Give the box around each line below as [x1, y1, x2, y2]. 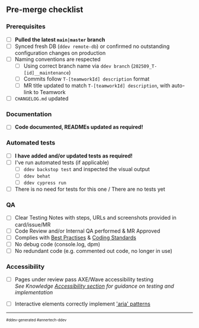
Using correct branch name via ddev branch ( [23, 62, 133, 69]
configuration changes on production [14, 49, 106, 56]
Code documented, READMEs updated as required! [14, 124, 143, 131]
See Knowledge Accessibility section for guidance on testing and [14, 282, 175, 290]
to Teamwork [33, 89, 66, 96]
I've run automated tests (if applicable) [14, 159, 110, 166]
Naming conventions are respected [14, 56, 101, 63]
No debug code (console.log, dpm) [14, 240, 101, 247]
